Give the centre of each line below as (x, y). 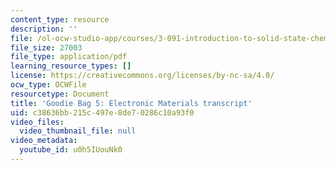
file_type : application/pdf (69, 57)
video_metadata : (44, 141)
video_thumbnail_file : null (78, 131)
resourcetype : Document (60, 94)
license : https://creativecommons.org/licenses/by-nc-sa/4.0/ (142, 76)
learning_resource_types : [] (71, 66)
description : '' (44, 29)
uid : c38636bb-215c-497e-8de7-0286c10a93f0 (102, 112)
